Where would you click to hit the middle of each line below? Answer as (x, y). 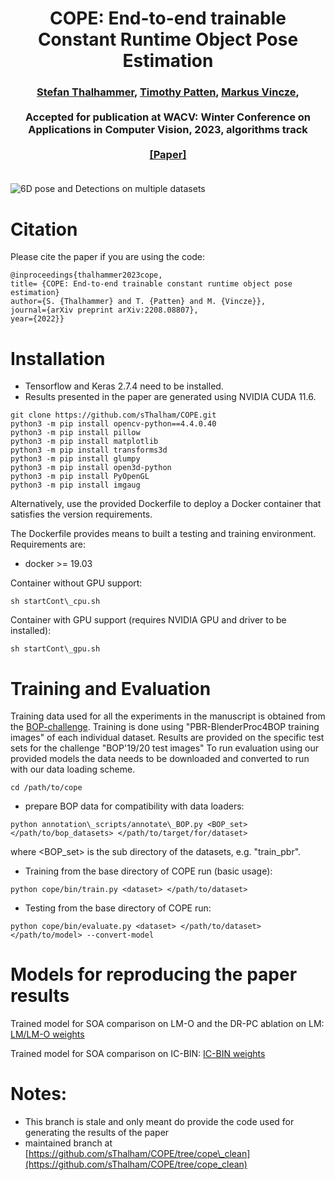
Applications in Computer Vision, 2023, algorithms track (168, 130)
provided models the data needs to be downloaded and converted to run (160, 759)
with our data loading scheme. (73, 769)
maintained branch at (68, 1143)
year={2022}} (37, 319)
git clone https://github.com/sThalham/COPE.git (113, 415)
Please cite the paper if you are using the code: (108, 257)
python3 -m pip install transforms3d (89, 450)
